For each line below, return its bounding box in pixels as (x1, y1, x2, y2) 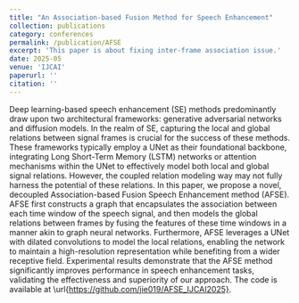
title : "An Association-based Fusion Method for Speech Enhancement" (9, 12, 274, 22)
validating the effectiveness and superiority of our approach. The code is (9, 274, 278, 285)
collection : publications (9, 21, 105, 30)
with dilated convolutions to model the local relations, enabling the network (9, 236, 286, 247)
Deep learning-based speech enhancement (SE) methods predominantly (9, 103, 277, 114)
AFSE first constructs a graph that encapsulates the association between (9, 198, 278, 209)
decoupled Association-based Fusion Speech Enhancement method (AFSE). (9, 189, 290, 200)
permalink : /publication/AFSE (9, 37, 122, 47)
